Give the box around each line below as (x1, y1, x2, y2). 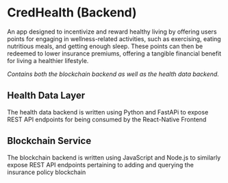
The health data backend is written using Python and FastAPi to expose (7, 108, 209, 116)
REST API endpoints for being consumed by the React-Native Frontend (7, 115, 207, 123)
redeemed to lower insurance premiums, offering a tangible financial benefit (7, 49, 222, 58)
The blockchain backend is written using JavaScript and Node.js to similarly (7, 153, 221, 162)
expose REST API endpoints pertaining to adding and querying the (7, 160, 194, 169)
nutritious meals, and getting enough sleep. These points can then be (7, 42, 203, 50)
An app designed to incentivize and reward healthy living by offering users (7, 27, 217, 36)
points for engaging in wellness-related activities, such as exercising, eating (7, 34, 221, 42)
